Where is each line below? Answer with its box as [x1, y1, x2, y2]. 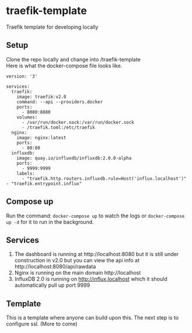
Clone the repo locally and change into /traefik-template [6, 56, 141, 63]
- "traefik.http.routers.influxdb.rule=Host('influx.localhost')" [21, 175, 187, 182]
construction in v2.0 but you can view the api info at [14, 257, 140, 264]
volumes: [16, 114, 38, 120]
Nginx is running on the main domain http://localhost [14, 269, 141, 276]
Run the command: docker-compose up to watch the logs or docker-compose [6, 212, 185, 219]
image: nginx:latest [16, 134, 67, 141]
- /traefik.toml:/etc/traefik [21, 124, 95, 130]
